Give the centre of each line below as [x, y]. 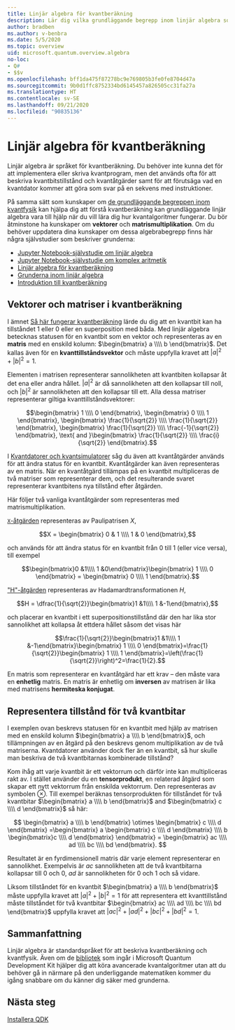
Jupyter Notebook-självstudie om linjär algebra [85, 253]
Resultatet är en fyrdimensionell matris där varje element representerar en [114, 858]
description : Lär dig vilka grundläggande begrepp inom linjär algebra [114, 20]
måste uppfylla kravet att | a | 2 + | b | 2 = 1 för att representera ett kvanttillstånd [117, 895]
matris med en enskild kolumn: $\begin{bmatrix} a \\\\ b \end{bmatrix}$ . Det [117, 344]
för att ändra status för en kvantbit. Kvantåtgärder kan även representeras [114, 464]
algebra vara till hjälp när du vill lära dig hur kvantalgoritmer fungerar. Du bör [117, 216]
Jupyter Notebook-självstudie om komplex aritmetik [92, 260]
